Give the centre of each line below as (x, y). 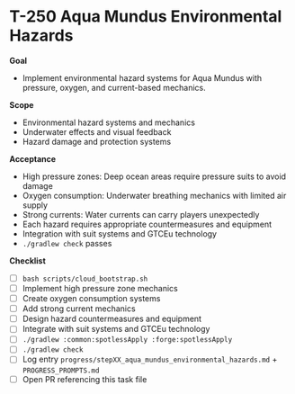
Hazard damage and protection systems (97, 141)
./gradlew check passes (67, 243)
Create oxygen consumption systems (91, 299)
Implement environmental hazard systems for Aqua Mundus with (142, 77)
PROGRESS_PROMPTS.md (61, 371)
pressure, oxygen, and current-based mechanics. (114, 87)
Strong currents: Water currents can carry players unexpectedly (141, 214)
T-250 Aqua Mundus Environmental (146, 17)
